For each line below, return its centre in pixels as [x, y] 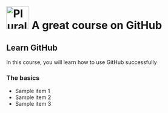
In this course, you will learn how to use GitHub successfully [82, 62]
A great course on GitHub [97, 26]
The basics [23, 77]
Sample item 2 [33, 97]
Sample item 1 [32, 91]
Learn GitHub [32, 47]
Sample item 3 [33, 104]
